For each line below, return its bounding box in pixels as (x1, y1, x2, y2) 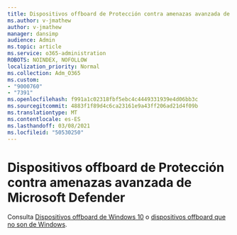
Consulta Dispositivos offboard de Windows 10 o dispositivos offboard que (7, 213, 226, 222)
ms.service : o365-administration (7, 50, 106, 57)
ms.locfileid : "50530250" (7, 129, 84, 136)
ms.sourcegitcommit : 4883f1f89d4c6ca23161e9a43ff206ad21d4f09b (7, 103, 199, 110)
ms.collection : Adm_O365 (7, 69, 81, 76)
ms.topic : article (7, 43, 62, 50)
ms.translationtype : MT (7, 109, 78, 116)
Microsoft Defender (7, 189, 126, 205)
